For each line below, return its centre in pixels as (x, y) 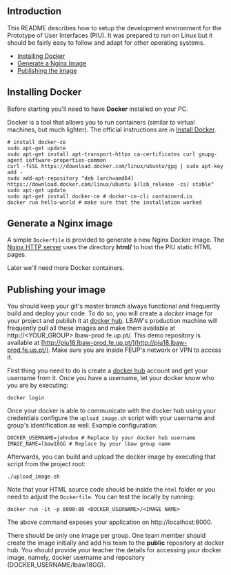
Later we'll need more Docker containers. (66, 268)
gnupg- (208, 154)
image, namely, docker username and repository (76, 558)
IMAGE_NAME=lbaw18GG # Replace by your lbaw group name (89, 444)
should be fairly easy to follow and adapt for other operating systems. (106, 42)
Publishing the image (47, 70)
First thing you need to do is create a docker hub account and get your (108, 370)
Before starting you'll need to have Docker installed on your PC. (98, 109)
